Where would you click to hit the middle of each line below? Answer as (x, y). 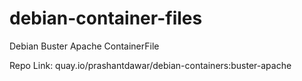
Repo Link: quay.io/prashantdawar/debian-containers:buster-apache (150, 65)
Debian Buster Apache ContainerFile (84, 46)
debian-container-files (106, 18)
